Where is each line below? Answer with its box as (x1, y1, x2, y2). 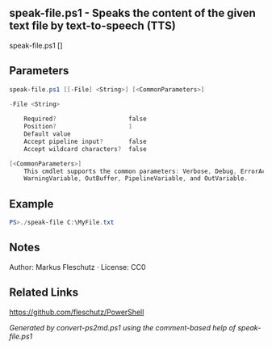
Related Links (9, 286, 79, 300)
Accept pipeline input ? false (23, 137, 148, 145)
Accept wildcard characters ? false (23, 145, 148, 153)
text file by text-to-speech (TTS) (9, 19, 176, 33)
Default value (23, 130, 71, 138)
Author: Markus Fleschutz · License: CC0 (9, 262, 146, 271)
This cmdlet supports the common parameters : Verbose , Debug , (23, 167, 237, 175)
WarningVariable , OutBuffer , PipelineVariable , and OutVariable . (23, 174, 249, 183)
